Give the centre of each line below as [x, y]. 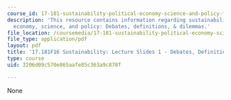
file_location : [29, 33]
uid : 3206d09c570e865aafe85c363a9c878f [64, 65]
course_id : [23, 13]
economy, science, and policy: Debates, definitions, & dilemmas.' [112, 26]
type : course [26, 59]
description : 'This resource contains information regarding [97, 20]
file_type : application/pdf [47, 39]
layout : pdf [24, 46]
